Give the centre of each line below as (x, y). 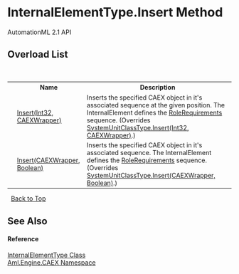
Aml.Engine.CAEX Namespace (52, 262)
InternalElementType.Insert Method (115, 12)
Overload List (38, 54)
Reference (23, 239)
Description (158, 88)
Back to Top (28, 199)
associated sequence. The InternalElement (149, 152)
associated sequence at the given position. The (156, 105)
